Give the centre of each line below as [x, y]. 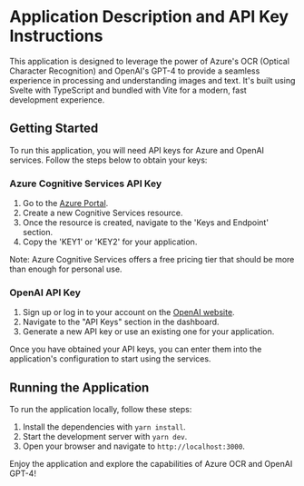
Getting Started [54, 129]
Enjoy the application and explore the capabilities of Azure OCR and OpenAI [151, 464]
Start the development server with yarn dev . [105, 437]
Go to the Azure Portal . [65, 203]
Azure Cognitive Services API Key [86, 183]
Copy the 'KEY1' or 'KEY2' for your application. [110, 242]
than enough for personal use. [66, 269]
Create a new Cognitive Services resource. [103, 213]
